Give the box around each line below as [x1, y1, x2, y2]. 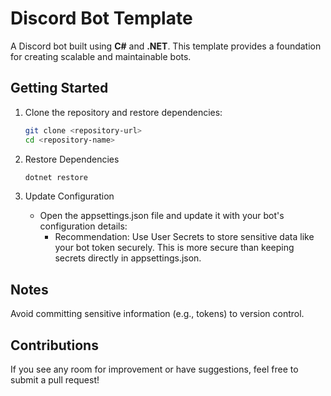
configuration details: [39, 220, 128, 232]
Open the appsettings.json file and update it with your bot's [39, 210, 285, 222]
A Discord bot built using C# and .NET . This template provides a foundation [10, 40, 322, 52]
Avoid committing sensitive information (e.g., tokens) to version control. [10, 308, 305, 320]
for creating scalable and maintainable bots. [10, 50, 192, 62]
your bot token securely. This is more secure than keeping [54, 242, 295, 254]
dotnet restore [24, 172, 89, 182]
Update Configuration [24, 190, 115, 202]
